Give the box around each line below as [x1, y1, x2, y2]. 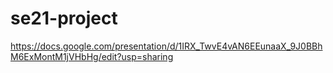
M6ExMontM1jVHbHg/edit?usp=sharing [10, 50, 174, 62]
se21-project [10, 7, 118, 30]
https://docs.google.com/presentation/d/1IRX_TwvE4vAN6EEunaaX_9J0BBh [10, 40, 323, 52]
